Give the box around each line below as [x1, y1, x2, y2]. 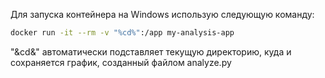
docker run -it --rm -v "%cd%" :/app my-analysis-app [10, 28, 235, 38]
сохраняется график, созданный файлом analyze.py [10, 56, 232, 68]
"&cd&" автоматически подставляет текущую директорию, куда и [10, 45, 292, 58]
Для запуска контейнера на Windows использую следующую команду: [10, 9, 315, 20]
